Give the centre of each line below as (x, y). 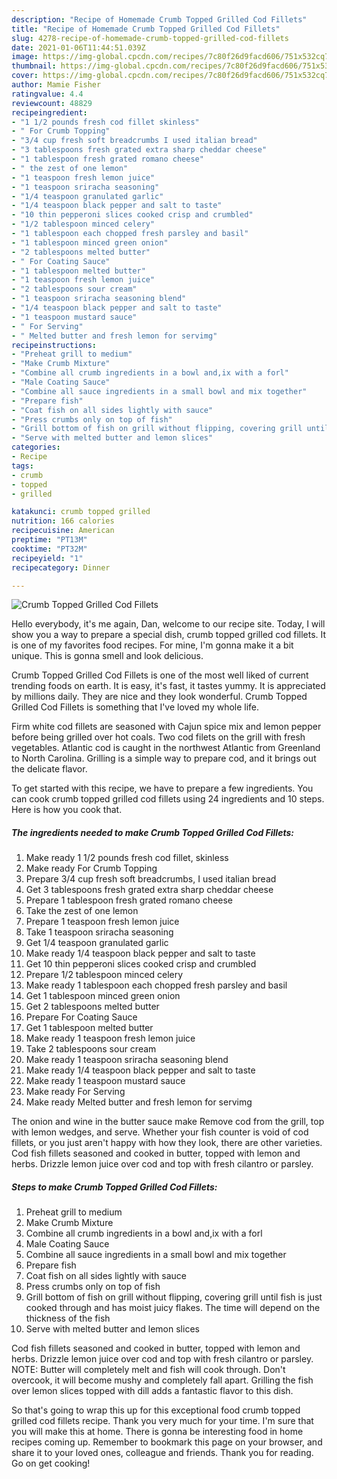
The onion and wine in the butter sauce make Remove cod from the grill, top (168, 1122)
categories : (36, 447)
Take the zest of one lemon (82, 911)
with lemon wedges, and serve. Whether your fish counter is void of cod (160, 1132)
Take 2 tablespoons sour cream (91, 1049)
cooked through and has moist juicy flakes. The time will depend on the (173, 1308)
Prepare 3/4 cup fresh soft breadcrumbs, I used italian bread (151, 879)
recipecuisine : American (63, 531)
